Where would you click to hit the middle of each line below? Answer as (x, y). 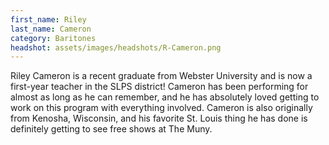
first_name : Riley (48, 19)
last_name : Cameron (51, 29)
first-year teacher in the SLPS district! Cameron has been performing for (159, 87)
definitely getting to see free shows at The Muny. (111, 129)
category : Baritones (53, 38)
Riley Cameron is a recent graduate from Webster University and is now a (161, 76)
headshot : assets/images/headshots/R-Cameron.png (116, 47)
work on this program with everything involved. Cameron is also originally (161, 108)
